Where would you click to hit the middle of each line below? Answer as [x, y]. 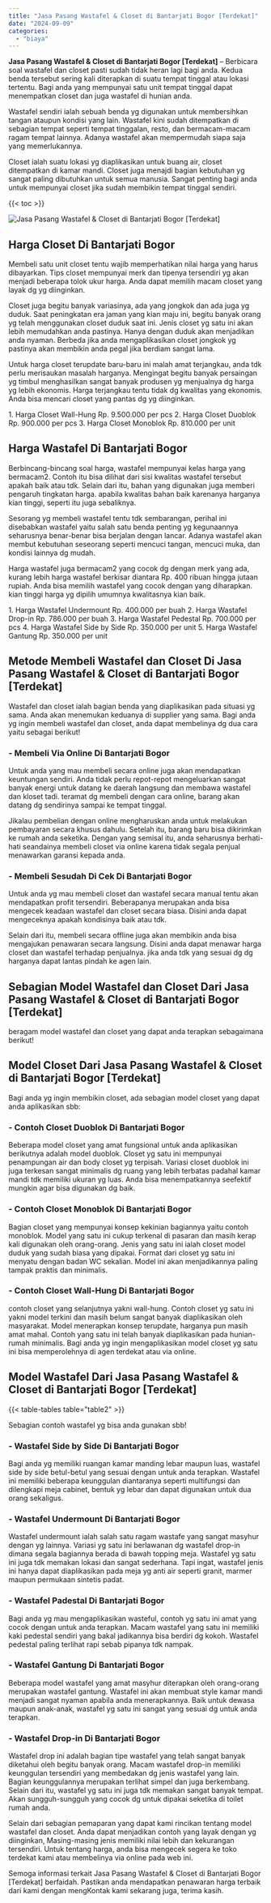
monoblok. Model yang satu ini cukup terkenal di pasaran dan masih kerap [132, 1235]
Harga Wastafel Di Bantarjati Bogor [98, 449]
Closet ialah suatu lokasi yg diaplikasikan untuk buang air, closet [115, 162]
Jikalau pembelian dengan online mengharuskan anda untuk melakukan [128, 820]
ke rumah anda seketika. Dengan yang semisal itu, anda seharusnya [121, 838]
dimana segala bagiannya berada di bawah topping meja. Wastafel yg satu [132, 1554]
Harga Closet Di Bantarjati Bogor [92, 244]
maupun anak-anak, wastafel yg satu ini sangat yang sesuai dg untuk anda [133, 1708]
